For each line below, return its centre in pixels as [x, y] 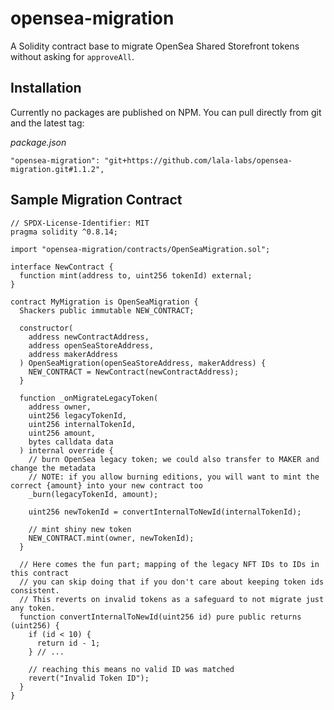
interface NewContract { [62, 267]
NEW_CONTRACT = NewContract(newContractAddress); [134, 372]
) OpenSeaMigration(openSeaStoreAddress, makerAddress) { [143, 363]
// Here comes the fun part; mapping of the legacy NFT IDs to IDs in [169, 564]
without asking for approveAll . [72, 56]
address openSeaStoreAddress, [91, 345]
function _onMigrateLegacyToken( [89, 398]
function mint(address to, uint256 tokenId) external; [136, 275]
